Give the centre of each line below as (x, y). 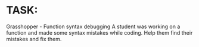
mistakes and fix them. (34, 39)
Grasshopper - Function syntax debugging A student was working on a (93, 26)
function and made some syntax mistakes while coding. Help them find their (99, 32)
